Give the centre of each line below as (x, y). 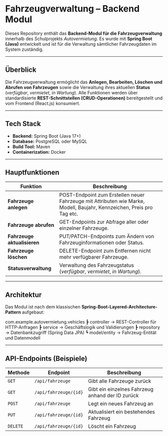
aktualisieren (23, 243)
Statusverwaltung (29, 268)
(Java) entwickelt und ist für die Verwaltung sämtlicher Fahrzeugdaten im (81, 44)
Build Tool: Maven (31, 147)
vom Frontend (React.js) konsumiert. (43, 103)
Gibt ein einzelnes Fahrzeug (121, 389)
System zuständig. (24, 49)
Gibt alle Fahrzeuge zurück (120, 381)
